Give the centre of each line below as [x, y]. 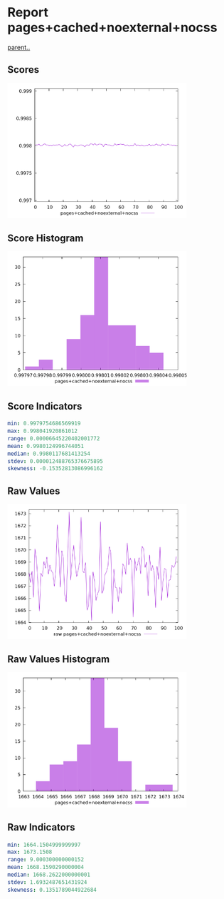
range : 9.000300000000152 [46, 860]
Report [28, 12]
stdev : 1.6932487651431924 [47, 882]
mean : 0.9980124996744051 [46, 446]
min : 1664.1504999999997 [44, 845]
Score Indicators [45, 406]
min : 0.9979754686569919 [44, 424]
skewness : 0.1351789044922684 [52, 890]
